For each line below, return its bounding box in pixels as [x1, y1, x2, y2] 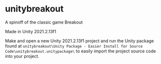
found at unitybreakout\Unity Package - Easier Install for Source [5, 43, 143, 49]
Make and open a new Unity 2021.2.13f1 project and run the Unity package [5, 38, 154, 44]
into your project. [5, 53, 40, 59]
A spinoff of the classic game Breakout [5, 19, 83, 25]
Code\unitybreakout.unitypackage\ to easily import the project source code [5, 48, 156, 54]
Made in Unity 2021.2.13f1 [5, 28, 56, 34]
